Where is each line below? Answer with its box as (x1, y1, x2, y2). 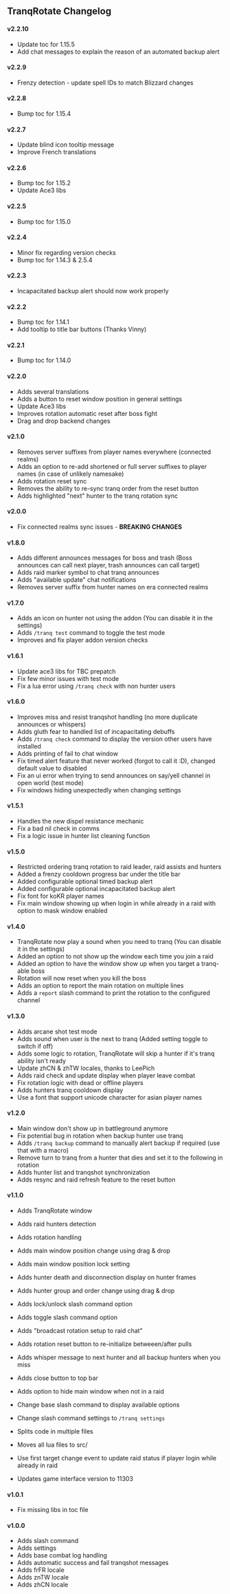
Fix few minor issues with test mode (16, 674, 119, 682)
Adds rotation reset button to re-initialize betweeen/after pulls (16, 1340, 192, 1348)
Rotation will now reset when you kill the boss (16, 974, 146, 983)
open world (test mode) (16, 778, 84, 787)
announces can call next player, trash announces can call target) (16, 561, 200, 569)
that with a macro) (16, 1146, 69, 1154)
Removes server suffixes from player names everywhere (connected (16, 448, 211, 456)
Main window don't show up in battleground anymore (16, 1124, 168, 1132)
